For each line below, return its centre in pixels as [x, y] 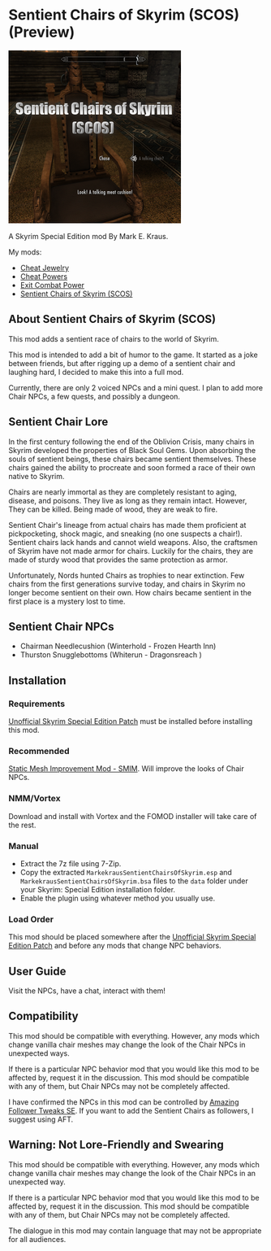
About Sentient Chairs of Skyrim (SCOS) [112, 319]
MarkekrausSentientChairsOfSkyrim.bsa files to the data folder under [134, 881]
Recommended [39, 751]
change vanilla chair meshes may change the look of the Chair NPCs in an [132, 1173]
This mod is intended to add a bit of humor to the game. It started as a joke [133, 355]
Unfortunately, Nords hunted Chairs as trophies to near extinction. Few [127, 575]
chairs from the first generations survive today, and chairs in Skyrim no [127, 584]
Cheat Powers [44, 276]
